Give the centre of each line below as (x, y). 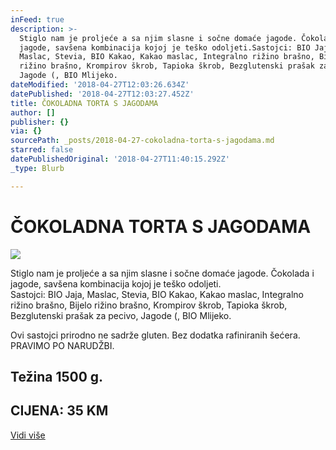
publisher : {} (40, 122)
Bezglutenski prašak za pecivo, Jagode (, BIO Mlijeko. (121, 315)
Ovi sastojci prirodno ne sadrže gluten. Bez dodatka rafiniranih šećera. (155, 335)
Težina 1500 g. (57, 376)
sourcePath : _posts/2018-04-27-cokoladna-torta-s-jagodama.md (142, 141)
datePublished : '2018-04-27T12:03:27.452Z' (102, 94)
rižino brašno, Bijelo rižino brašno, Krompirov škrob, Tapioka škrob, (149, 305)
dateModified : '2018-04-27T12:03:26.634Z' (100, 85)
